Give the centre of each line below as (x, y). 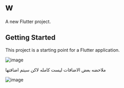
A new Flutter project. (28, 21)
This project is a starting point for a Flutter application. (63, 50)
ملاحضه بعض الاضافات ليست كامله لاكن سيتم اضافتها (56, 70)
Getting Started (30, 38)
